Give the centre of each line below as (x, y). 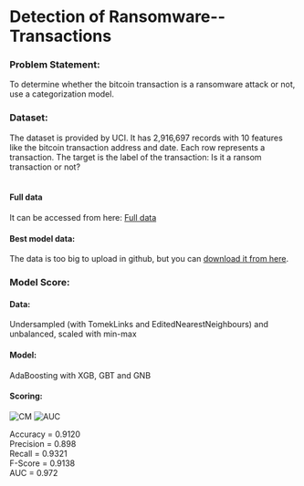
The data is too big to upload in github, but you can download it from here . (149, 259)
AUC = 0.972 (34, 472)
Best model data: (42, 238)
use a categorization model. (62, 94)
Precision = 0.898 (43, 443)
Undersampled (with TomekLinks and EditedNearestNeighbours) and (139, 325)
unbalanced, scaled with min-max (73, 334)
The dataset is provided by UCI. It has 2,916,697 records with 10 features (146, 138)
